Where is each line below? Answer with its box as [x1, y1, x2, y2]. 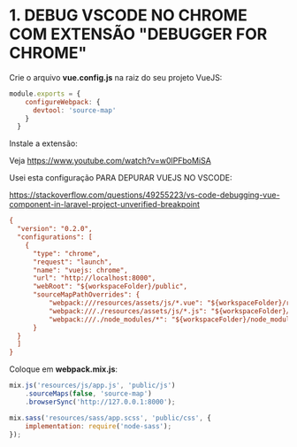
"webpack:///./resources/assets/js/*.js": [48, 306, 208, 315]
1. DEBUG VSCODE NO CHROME [9, 5, 247, 26]
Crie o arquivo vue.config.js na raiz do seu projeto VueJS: [9, 72, 223, 82]
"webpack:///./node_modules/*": [48, 315, 168, 324]
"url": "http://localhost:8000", [32, 274, 156, 283]
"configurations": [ [17, 233, 93, 242]
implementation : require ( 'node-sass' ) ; [25, 421, 172, 430]
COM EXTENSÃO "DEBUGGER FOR [9, 24, 268, 44]
